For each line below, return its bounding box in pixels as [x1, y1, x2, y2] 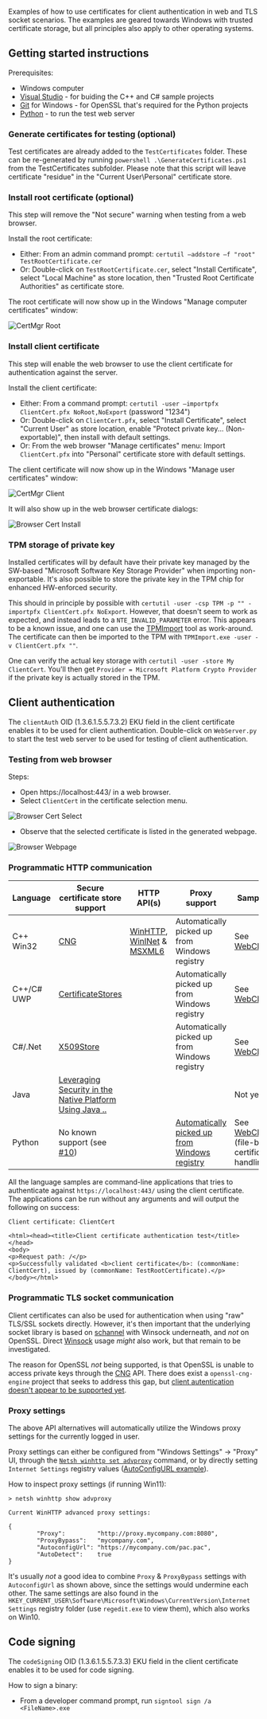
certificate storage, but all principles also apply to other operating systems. [8, 24, 254, 33]
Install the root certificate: [8, 234, 93, 244]
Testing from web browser [8, 754, 113, 765]
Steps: [8, 772, 29, 781]
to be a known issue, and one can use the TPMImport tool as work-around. [8, 624, 253, 632]
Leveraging [58, 1075, 101, 1086]
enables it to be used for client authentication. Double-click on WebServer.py [8, 725, 257, 735]
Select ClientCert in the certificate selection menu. [19, 796, 188, 805]
